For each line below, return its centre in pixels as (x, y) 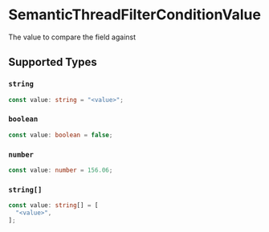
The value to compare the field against (72, 37)
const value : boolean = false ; (61, 135)
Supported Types (53, 62)
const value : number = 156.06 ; (61, 170)
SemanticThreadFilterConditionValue (134, 15)
